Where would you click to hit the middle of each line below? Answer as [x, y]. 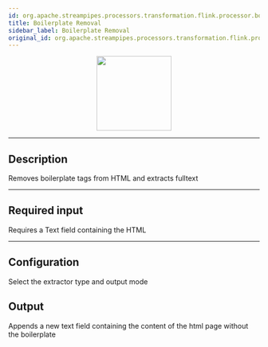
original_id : [30, 38]
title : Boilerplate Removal [55, 23]
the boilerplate [32, 334]
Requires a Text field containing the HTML [77, 230]
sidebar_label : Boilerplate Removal [69, 30]
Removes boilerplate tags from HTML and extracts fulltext [103, 178]
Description [38, 159]
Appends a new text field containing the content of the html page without [128, 326]
